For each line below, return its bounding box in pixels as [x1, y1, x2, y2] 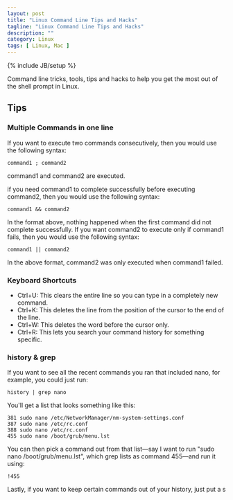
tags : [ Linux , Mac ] [7, 42, 70, 49]
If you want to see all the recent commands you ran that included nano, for [7, 368, 221, 377]
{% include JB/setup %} [7, 62, 76, 69]
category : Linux [7, 36, 54, 43]
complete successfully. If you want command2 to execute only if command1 [7, 225, 224, 233]
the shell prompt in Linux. [7, 82, 80, 90]
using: [7, 460, 25, 468]
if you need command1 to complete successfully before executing [7, 185, 196, 193]
